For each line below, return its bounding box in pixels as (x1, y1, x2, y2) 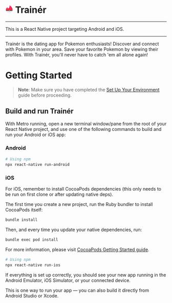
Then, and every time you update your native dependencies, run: (5, 226, 142, 233)
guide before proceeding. (17, 92, 72, 98)
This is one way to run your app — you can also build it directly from (5, 287, 149, 293)
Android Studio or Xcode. (5, 292, 59, 299)
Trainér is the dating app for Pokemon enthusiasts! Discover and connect (5, 41, 159, 47)
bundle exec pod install (5, 237, 58, 242)
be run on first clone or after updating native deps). (5, 192, 114, 198)
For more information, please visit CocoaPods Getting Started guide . (5, 246, 149, 253)
